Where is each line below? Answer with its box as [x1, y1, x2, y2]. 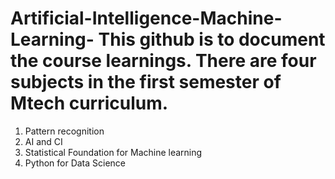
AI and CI [24, 135, 63, 147]
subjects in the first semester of [10, 71, 282, 94]
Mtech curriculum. [10, 92, 169, 115]
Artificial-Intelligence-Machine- [10, 7, 283, 30]
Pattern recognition [24, 125, 105, 137]
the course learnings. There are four [10, 50, 317, 72]
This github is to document [98, 28, 326, 51]
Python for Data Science [24, 157, 127, 169]
